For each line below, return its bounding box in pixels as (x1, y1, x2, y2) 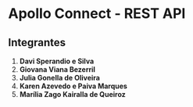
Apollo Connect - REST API (8, 5, 186, 23)
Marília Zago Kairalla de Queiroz (19, 90, 127, 98)
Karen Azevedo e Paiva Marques (19, 81, 127, 91)
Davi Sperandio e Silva (19, 56, 95, 66)
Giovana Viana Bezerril (19, 65, 96, 74)
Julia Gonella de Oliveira (19, 73, 100, 82)
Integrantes (8, 36, 66, 49)
